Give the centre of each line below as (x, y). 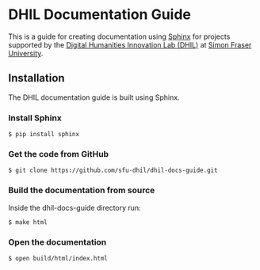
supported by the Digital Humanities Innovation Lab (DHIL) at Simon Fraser (130, 44)
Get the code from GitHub (59, 154)
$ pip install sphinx (44, 135)
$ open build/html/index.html (58, 258)
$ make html (28, 222)
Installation (36, 78)
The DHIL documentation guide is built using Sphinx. (94, 97)
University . (26, 53)
